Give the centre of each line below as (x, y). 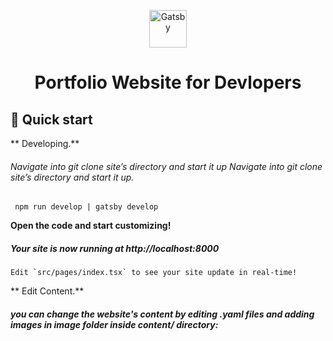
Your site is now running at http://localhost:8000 (115, 248)
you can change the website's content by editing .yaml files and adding (162, 314)
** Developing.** (45, 143)
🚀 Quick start (51, 119)
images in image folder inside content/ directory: (114, 324)
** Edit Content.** (47, 291)
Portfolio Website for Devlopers (168, 82)
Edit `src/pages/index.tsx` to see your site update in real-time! (154, 273)
